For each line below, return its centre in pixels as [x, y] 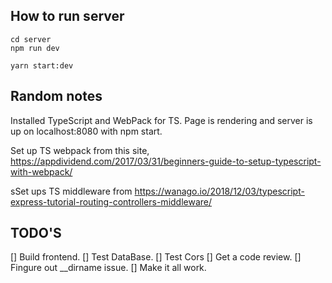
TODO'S [36, 233]
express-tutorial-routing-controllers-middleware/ [111, 201]
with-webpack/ [41, 171]
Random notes [56, 96]
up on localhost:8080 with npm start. [86, 131]
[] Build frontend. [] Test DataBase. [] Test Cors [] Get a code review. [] [156, 257]
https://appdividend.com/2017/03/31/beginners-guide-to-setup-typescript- [166, 161]
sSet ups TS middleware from [71, 191]
